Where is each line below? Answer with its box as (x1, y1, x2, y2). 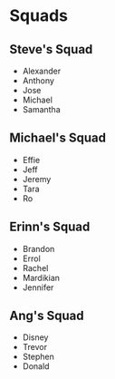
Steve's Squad (9, 42, 93, 57)
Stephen (22, 351, 54, 363)
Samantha (22, 104, 61, 114)
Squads (9, 5, 69, 26)
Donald (22, 361, 50, 372)
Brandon (22, 243, 55, 254)
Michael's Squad (9, 131, 107, 146)
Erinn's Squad (9, 219, 91, 235)
